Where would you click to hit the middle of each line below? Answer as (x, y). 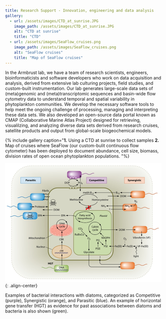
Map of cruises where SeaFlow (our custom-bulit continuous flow (72, 145)
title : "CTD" (28, 37)
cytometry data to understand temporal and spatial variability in (70, 99)
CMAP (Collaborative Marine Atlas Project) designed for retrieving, (73, 120)
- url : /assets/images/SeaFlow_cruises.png (55, 42)
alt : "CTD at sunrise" (37, 32)
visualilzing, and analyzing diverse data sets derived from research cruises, (82, 125)
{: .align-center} (22, 285)
